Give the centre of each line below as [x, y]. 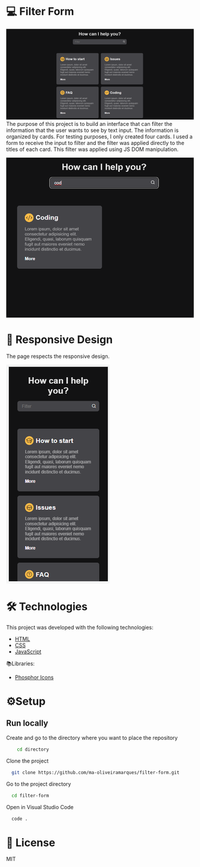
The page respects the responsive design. [58, 356]
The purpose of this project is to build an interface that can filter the [89, 124]
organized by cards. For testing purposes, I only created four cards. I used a [99, 137]
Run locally [27, 723]
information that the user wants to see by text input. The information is [93, 130]
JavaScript [28, 652]
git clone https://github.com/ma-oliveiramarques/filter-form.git [96, 772]
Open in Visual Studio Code [40, 807]
